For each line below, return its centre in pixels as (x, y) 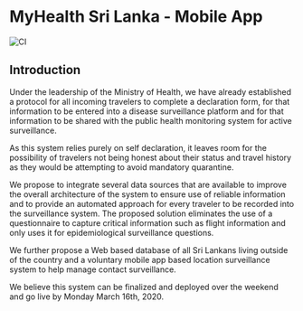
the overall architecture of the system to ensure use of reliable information (148, 194)
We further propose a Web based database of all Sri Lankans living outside (149, 250)
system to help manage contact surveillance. (93, 269)
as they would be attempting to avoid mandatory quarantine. (122, 167)
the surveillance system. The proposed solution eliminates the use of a (141, 213)
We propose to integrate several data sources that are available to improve (148, 184)
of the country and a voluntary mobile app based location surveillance (140, 259)
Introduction (45, 70)
